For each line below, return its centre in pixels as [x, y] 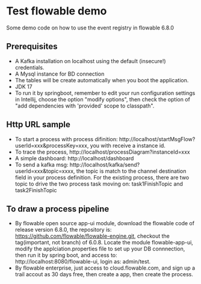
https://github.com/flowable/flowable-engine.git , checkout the [92, 236]
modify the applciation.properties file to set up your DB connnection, [100, 249]
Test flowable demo [57, 11]
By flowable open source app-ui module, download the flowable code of [104, 223]
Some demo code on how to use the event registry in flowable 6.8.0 [90, 28]
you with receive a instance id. [128, 145]
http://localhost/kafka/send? [105, 165]
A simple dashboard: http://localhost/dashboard [74, 158]
